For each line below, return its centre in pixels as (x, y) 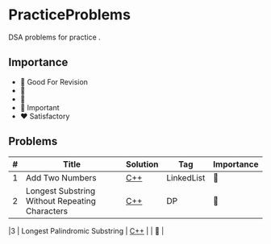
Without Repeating (61, 201)
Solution (142, 164)
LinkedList (186, 177)
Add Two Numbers (61, 177)
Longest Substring (60, 191)
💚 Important (40, 107)
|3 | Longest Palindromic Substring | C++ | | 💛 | (86, 230)
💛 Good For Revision (54, 81)
